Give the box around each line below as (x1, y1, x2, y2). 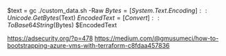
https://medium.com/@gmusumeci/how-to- (94, 34, 219, 42)
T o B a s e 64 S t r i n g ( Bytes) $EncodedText (7, 21, 117, 29)
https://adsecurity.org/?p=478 (7, 34, 93, 42)
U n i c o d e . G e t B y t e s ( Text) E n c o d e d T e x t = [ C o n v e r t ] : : (7, 14, 160, 22)
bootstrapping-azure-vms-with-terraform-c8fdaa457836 (7, 42, 170, 49)
